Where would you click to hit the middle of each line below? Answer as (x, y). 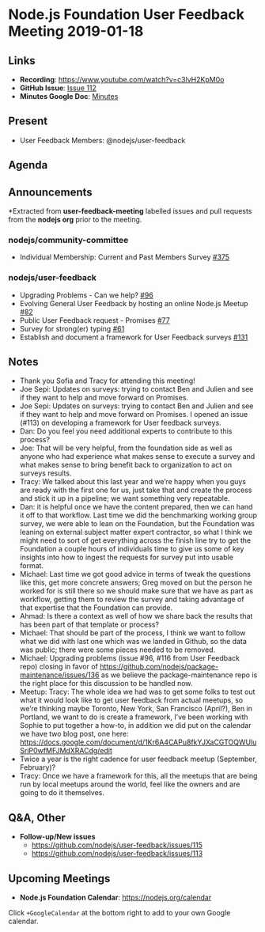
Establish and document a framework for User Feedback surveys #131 (134, 337)
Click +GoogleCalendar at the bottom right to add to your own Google (119, 913)
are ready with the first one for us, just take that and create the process (136, 490)
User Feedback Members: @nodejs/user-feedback (102, 140)
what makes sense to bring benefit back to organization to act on (125, 465)
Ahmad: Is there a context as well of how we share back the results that (136, 616)
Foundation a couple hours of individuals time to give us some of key (132, 549)
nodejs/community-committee (68, 240)
